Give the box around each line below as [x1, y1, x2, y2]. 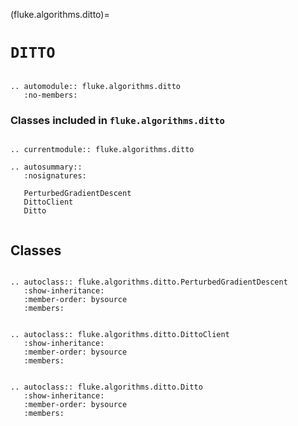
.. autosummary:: [10, 162, 83, 173]
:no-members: [23, 90, 78, 100]
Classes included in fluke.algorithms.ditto [10, 113, 225, 127]
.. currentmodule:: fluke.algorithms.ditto [10, 145, 195, 155]
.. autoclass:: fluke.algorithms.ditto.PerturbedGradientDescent [10, 277, 288, 288]
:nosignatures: [23, 171, 87, 181]
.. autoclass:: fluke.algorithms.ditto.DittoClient [10, 330, 230, 340]
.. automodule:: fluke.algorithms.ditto [10, 81, 182, 91]
